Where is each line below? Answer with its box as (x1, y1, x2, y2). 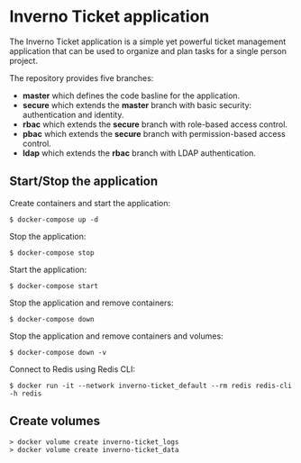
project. (9, 55, 39, 66)
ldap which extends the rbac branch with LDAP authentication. (22, 147, 257, 159)
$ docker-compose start (9, 281, 99, 290)
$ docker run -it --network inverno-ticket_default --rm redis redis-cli (9, 381, 293, 390)
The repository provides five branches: (9, 72, 154, 83)
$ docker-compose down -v (9, 348, 106, 357)
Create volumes (9, 413, 101, 429)
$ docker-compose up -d (9, 214, 99, 224)
